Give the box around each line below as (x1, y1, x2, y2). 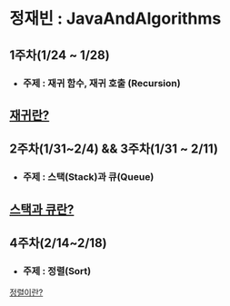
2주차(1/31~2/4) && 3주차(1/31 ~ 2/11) (9, 142, 218, 157)
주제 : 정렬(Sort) (22, 264, 92, 277)
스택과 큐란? (9, 202, 75, 217)
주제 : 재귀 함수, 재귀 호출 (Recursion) (22, 76, 181, 89)
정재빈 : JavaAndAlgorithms (9, 8, 222, 29)
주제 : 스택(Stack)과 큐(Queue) (22, 171, 155, 183)
